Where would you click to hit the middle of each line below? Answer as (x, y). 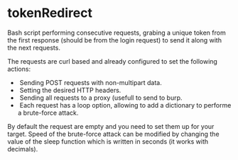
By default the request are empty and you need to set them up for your (111, 126)
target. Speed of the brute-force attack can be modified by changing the (113, 134)
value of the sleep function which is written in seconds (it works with (108, 141)
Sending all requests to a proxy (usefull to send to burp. (101, 98)
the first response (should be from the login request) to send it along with (115, 40)
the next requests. (34, 47)
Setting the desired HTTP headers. (70, 90)
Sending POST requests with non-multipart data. (91, 82)
